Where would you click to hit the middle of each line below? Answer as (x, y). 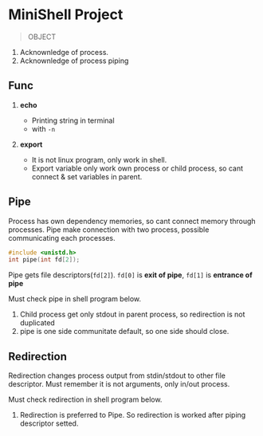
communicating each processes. (62, 238)
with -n (43, 128)
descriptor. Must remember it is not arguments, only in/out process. (119, 384)
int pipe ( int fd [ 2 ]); (44, 260)
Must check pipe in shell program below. (75, 299)
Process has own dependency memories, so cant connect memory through (132, 221)
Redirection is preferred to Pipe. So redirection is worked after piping (133, 415)
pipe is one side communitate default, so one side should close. (124, 332)
